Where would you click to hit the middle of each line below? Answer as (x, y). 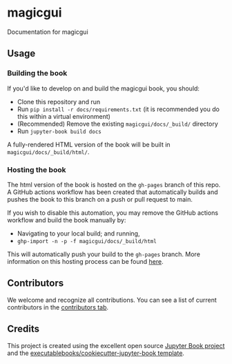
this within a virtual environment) (64, 116)
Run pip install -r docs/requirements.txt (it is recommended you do (118, 109)
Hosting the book (37, 169)
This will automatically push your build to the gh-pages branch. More (104, 254)
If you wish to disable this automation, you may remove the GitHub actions (113, 213)
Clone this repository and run (59, 102)
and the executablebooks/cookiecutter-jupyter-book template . (96, 353)
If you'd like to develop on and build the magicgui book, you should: (104, 88)
